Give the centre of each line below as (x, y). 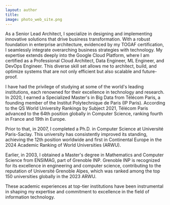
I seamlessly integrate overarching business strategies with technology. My (84, 50)
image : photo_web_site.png (34, 19)
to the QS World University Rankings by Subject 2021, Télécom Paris (77, 108)
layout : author (21, 10)
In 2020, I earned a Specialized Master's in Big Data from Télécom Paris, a (83, 97)
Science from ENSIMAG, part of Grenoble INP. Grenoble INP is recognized (83, 160)
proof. (11, 77)
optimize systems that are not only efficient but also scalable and (73, 72)
